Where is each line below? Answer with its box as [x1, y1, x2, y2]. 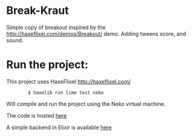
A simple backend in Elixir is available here [6, 124, 112, 131]
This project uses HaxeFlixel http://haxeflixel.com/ [6, 78, 131, 85]
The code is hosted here [6, 112, 68, 119]
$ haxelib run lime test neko [28, 89, 104, 96]
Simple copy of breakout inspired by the [6, 24, 106, 31]
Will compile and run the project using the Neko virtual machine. [6, 100, 166, 107]
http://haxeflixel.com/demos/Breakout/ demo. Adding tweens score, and [6, 30, 187, 37]
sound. [6, 36, 24, 44]
